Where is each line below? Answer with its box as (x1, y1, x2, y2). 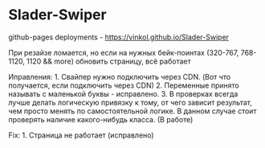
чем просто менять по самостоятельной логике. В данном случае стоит (8, 106, 257, 116)
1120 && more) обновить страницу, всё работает (26, 56, 191, 66)
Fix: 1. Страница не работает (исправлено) (8, 130, 154, 140)
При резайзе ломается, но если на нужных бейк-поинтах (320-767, (8, 47, 239, 57)
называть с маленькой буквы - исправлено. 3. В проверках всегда (8, 88, 238, 98)
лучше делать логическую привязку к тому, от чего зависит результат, (8, 97, 253, 107)
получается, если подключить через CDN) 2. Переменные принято (8, 80, 239, 90)
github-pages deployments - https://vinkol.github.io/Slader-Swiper (8, 32, 230, 42)
